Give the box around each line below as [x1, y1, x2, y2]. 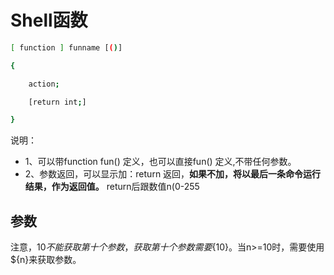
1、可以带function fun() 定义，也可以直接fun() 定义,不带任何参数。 [24, 156, 297, 168]
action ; [28, 79, 60, 89]
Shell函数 [10, 9, 88, 32]
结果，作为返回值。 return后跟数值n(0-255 [24, 181, 200, 193]
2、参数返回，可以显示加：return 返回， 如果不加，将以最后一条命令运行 [24, 168, 322, 180]
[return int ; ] [28, 97, 87, 107]
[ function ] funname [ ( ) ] [10, 42, 123, 53]
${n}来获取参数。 [10, 254, 82, 266]
